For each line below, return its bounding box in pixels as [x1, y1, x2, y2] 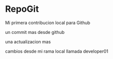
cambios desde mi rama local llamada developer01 [5, 48, 109, 54]
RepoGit [5, 3, 39, 15]
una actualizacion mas [5, 38, 51, 45]
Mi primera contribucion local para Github [5, 20, 91, 26]
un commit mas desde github [5, 29, 65, 35]
